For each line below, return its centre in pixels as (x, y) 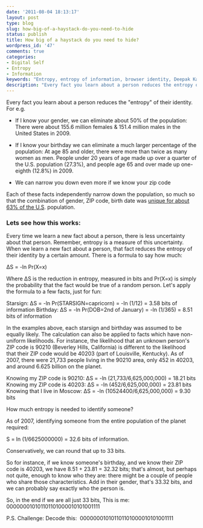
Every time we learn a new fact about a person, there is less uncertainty (96, 236)
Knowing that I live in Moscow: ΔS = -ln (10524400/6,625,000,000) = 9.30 (98, 391)
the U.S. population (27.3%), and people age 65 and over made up (97, 164)
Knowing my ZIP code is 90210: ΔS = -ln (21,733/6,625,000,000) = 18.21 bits (101, 378)
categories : (21, 57)
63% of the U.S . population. (41, 207)
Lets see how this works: (43, 223)
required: (18, 427)
